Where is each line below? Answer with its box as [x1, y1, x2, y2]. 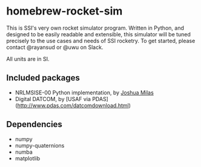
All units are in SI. [6, 55, 50, 62]
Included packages [6, 73, 80, 83]
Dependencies [6, 119, 62, 129]
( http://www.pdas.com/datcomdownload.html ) [15, 102, 131, 109]
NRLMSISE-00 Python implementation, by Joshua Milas [15, 89, 154, 96]
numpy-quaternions [15, 142, 65, 149]
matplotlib [15, 154, 41, 162]
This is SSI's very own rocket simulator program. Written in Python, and [6, 24, 185, 31]
